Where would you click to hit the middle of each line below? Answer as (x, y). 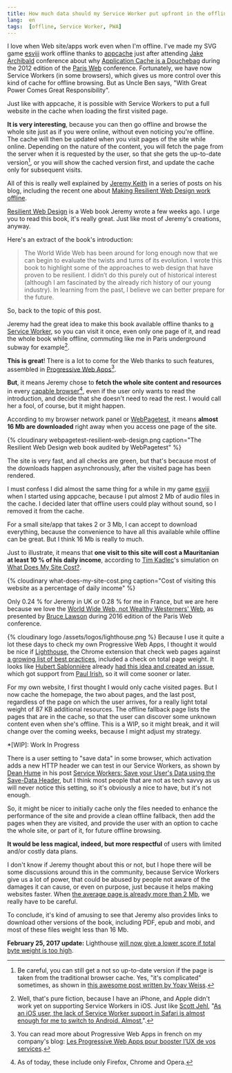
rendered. (21, 476)
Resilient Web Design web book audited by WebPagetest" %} (94, 447)
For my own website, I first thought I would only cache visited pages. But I (112, 687)
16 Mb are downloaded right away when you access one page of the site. (112, 426)
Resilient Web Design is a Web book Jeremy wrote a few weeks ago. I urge (113, 211)
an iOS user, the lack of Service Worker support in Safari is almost (111, 1013)
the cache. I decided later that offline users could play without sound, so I (112, 504)
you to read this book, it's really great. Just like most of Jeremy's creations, (114, 219)
